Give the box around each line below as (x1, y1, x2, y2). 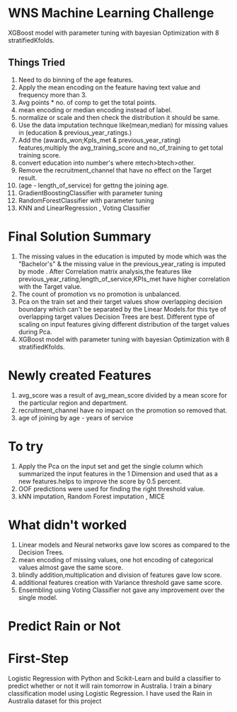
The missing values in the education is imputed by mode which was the (18, 252, 227, 261)
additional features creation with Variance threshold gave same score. (18, 578, 223, 586)
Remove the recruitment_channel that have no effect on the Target (18, 165, 212, 175)
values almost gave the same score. (18, 563, 123, 571)
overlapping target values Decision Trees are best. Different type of (18, 312, 215, 321)
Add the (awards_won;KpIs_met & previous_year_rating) (18, 136, 181, 144)
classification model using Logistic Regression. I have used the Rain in (8, 689, 212, 697)
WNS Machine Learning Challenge (8, 5, 214, 21)
